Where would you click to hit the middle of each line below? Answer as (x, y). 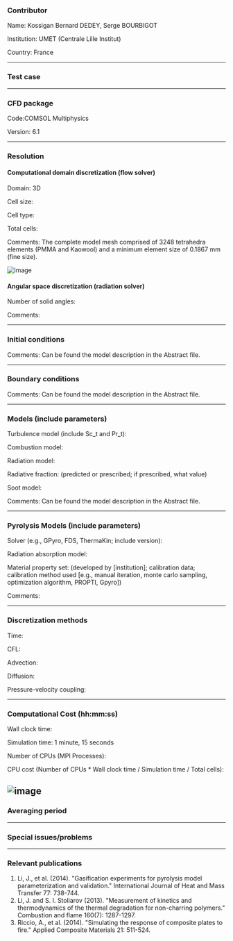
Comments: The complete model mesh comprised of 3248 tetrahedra (106, 242)
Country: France (31, 52)
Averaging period (37, 811)
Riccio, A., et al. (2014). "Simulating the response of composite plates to (120, 923)
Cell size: (20, 202)
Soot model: (25, 488)
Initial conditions (36, 340)
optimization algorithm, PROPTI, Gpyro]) (64, 583)
